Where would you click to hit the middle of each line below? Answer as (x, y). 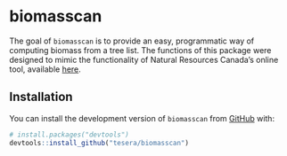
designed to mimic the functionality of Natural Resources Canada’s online (144, 59)
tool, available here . (45, 69)
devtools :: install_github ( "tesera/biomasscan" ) (99, 143)
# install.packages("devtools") (69, 135)
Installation (41, 97)
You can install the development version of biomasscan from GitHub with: (142, 118)
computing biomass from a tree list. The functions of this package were (140, 50)
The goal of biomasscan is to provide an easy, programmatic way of (132, 41)
